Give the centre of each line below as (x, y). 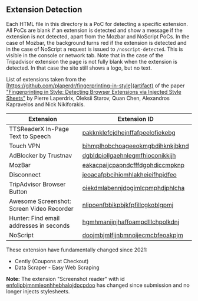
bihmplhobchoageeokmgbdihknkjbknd (136, 146)
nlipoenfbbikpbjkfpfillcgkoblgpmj (128, 205)
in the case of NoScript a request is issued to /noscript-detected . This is (95, 49)
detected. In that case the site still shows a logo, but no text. (79, 68)
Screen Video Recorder (41, 208)
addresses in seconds (39, 225)
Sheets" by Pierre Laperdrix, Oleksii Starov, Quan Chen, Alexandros (88, 98)
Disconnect (25, 175)
